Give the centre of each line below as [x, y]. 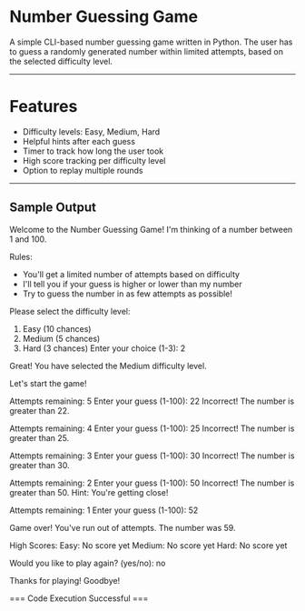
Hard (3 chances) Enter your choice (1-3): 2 [104, 348]
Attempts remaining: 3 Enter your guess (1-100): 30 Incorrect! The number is [152, 456]
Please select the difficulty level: [70, 311]
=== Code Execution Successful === [79, 598]
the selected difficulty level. [61, 61]
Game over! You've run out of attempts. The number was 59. [123, 527]
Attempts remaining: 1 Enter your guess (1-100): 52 [104, 510]
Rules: [21, 256]
